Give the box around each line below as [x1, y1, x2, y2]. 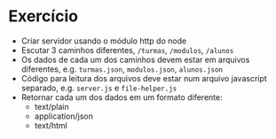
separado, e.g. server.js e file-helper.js [20, 82, 177, 93]
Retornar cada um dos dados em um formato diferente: [20, 91, 223, 103]
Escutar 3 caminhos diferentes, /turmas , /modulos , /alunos [20, 44, 234, 55]
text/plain [34, 101, 69, 112]
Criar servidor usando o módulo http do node [20, 35, 187, 46]
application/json [34, 111, 94, 121]
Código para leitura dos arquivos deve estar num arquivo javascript [20, 73, 267, 83]
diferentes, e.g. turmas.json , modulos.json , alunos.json [20, 64, 224, 74]
